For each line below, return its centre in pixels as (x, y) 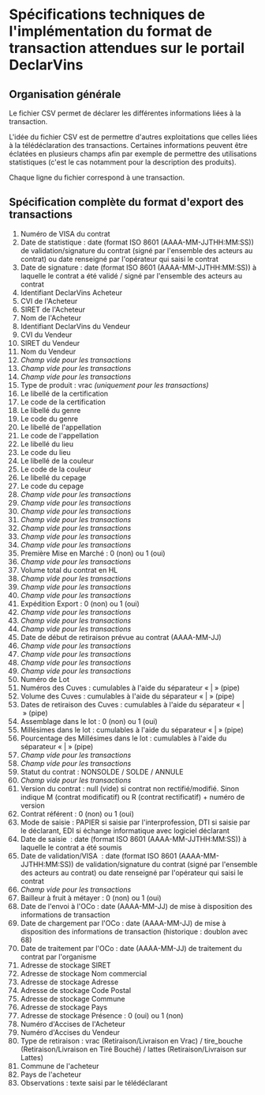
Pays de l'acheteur (51, 1074)
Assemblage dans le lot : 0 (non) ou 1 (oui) (89, 721)
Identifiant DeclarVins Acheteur (71, 292)
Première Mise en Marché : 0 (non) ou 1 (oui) (93, 553)
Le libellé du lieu (47, 444)
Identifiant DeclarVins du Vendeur (75, 326)
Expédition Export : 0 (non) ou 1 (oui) (80, 604)
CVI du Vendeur (46, 335)
